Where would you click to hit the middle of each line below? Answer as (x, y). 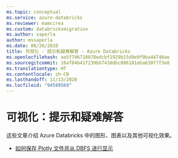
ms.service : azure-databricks (45, 18)
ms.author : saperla (31, 35)
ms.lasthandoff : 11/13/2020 (42, 80)
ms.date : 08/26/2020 (33, 46)
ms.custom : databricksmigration (47, 29)
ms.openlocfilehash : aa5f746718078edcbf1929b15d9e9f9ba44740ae (88, 57)
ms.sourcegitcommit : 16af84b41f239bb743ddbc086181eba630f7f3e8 (88, 63)
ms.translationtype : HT (36, 68)
